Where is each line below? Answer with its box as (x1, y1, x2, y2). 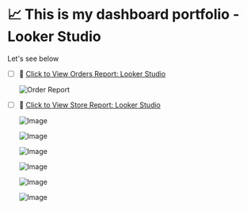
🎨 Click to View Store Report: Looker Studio (18, 100, 161, 110)
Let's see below (7, 54, 59, 63)
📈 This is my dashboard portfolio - (7, 6, 240, 24)
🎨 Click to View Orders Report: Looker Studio (18, 69, 166, 78)
